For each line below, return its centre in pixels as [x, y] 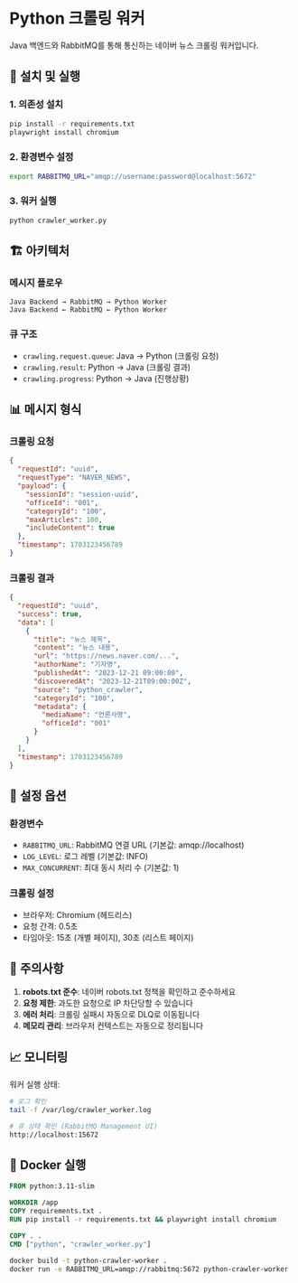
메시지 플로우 [36, 283]
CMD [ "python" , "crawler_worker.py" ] [80, 1244]
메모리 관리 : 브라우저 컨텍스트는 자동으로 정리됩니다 [113, 1025]
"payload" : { [42, 486]
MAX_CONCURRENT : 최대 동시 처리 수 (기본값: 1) [101, 867]
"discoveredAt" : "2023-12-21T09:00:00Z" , [112, 681]
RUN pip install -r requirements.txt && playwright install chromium [143, 1220]
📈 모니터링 [39, 1057]
